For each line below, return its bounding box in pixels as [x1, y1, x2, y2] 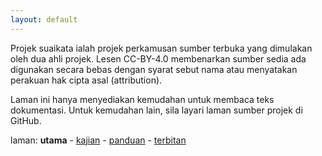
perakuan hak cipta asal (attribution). [10, 74, 163, 86]
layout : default [10, 14, 78, 25]
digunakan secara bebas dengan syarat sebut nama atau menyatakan [10, 63, 298, 75]
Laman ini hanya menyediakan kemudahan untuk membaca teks [10, 93, 275, 105]
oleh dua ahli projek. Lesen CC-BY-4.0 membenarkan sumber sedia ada [10, 52, 307, 65]
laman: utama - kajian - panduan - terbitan [10, 134, 187, 146]
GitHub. [10, 114, 42, 126]
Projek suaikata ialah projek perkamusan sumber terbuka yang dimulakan [10, 42, 313, 54]
